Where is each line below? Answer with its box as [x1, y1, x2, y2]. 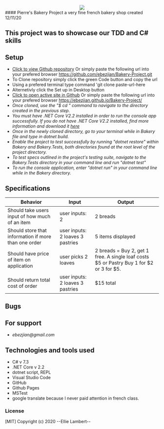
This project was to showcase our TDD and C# [5, 29, 149, 37]
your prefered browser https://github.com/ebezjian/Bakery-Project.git [12, 71, 152, 77]
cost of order [7, 283, 38, 290]
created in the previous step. [12, 107, 70, 114]
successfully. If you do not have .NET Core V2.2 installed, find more [12, 118, 149, 124]
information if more [7, 233, 51, 240]
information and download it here [12, 123, 80, 129]
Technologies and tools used [5, 346, 95, 354]
